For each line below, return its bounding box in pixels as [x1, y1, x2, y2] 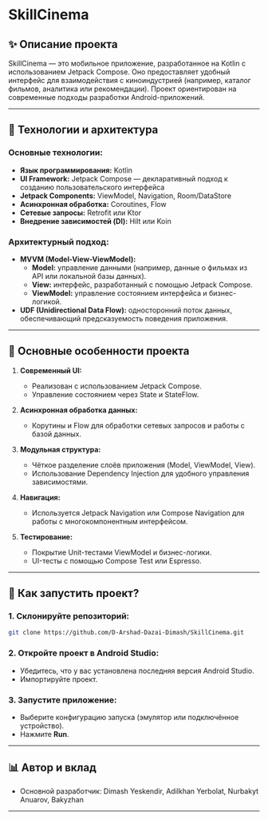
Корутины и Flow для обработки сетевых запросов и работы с [31, 420, 246, 430]
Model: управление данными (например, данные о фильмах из [31, 262, 248, 273]
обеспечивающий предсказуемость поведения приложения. [19, 313, 229, 323]
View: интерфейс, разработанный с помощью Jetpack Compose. [31, 280, 253, 289]
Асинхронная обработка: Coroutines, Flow [19, 199, 167, 209]
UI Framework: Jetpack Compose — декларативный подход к [19, 173, 229, 183]
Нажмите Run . [19, 729, 69, 738]
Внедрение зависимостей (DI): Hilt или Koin [19, 216, 171, 225]
